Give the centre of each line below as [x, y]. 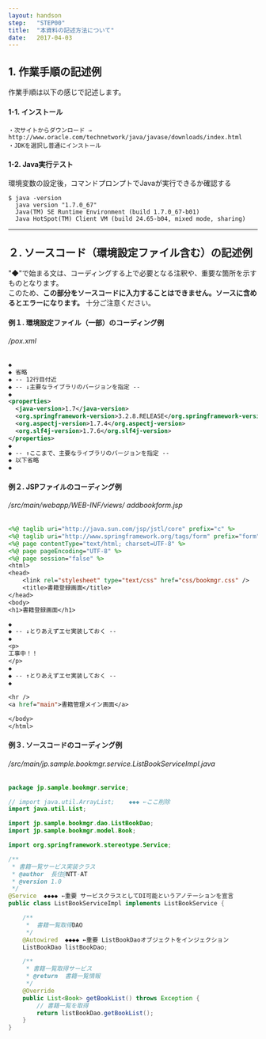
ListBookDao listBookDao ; [65, 947]
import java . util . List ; [47, 809]
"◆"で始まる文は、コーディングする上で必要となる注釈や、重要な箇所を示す [133, 273]
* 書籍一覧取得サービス [59, 969]
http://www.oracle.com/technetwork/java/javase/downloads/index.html [125, 138]
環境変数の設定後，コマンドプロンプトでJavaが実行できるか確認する [120, 184]
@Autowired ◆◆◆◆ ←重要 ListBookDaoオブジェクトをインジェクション [126, 940]
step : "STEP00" [37, 23]
